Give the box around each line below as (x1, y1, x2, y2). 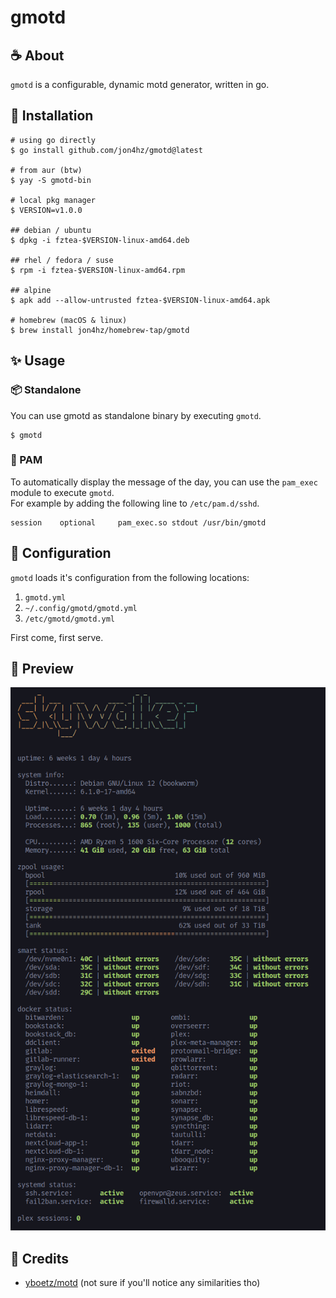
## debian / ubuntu (10, 225, 92, 235)
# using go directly (10, 135, 97, 145)
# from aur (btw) (10, 165, 83, 175)
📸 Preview (10, 661, 74, 677)
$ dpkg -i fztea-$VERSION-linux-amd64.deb (10, 235, 190, 245)
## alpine (10, 285, 52, 295)
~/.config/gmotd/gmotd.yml (24, 603, 138, 613)
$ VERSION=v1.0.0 (10, 205, 83, 215)
